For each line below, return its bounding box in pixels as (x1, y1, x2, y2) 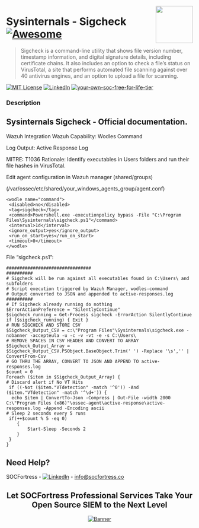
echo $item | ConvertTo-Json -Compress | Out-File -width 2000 (11, 395, 171, 400)
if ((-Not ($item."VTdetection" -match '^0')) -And (8, 384, 139, 390)
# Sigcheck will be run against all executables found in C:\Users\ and (6, 275, 190, 281)
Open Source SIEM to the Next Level (31, 500, 168, 510)
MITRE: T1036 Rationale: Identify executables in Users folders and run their (6, 155, 190, 163)
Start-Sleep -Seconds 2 (27, 426, 86, 432)
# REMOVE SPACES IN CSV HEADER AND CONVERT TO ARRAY (6, 338, 139, 343)
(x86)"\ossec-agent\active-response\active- (53, 400, 166, 406)
